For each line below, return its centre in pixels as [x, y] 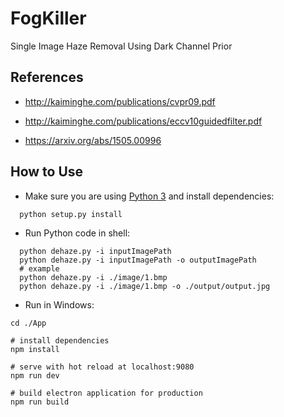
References [47, 77]
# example [39, 268]
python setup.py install [71, 214]
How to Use [47, 172]
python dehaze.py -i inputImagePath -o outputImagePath [138, 260]
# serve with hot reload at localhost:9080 [102, 367]
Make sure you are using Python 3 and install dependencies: [149, 196]
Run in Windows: [59, 304]
